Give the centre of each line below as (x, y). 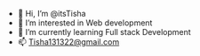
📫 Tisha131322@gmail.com (68, 42)
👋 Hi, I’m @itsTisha (52, 14)
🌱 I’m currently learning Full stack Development (104, 32)
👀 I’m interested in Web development (85, 23)
